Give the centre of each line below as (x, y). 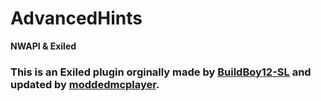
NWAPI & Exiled (43, 46)
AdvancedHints (76, 18)
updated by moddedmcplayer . (85, 84)
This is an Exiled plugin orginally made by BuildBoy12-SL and (161, 72)
